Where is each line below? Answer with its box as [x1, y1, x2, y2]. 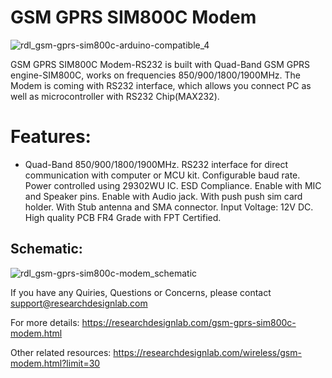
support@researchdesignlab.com [10, 297, 148, 309]
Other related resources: [10, 346, 112, 358]
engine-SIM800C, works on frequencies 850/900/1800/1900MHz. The [10, 69, 302, 81]
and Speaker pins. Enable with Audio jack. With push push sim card [24, 190, 303, 202]
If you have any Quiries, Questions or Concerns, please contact [10, 286, 272, 298]
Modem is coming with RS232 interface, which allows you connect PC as [10, 79, 312, 91]
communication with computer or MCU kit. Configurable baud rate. [24, 169, 301, 181]
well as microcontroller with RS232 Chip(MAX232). [10, 90, 220, 102]
